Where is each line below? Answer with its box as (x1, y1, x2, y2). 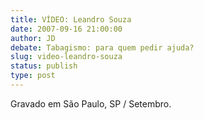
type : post (10, 71, 56, 81)
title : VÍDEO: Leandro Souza (10, 14, 132, 25)
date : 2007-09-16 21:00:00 (10, 24, 123, 34)
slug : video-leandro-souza (10, 52, 123, 62)
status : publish (10, 61, 78, 71)
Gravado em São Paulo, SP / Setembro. (10, 97, 172, 110)
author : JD (10, 33, 56, 43)
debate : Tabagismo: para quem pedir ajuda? (10, 42, 195, 53)
